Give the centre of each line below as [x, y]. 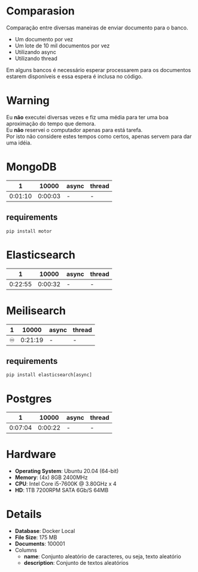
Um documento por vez [44, 39]
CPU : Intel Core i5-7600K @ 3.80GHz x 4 [66, 484]
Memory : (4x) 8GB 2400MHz [51, 477]
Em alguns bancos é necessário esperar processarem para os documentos [99, 70]
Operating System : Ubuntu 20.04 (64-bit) [67, 471]
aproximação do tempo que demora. [51, 124]
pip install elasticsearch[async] [49, 375]
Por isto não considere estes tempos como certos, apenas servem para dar [99, 136]
